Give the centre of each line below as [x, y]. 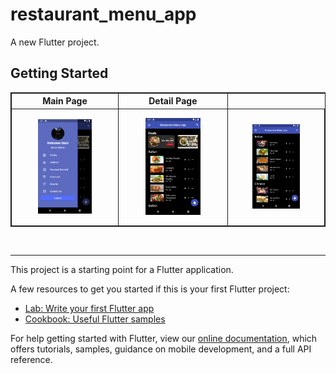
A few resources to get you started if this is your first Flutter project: [150, 289]
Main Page [65, 101]
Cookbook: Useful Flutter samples [95, 319]
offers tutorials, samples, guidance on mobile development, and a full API [161, 349]
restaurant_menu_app [103, 14]
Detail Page [173, 101]
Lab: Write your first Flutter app [89, 309]
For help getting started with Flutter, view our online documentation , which [164, 339]
